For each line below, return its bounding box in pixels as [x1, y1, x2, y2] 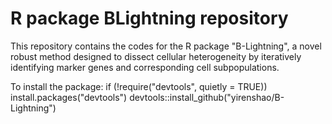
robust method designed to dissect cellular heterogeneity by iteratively [10, 50, 302, 62]
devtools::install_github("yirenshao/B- [129, 91, 285, 103]
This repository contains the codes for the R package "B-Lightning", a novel [10, 40, 322, 52]
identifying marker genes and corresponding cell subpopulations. [10, 61, 280, 73]
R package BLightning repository [10, 7, 289, 30]
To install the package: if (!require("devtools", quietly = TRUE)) [10, 80, 268, 92]
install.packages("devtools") [10, 91, 128, 103]
